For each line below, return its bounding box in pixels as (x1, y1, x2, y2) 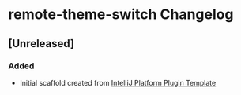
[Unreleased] (8, 37, 75, 50)
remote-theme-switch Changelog (8, 5, 234, 24)
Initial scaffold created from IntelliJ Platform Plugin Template (19, 78, 217, 87)
